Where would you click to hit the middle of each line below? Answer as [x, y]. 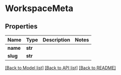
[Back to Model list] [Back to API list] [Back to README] [60, 68]
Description [56, 40]
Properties [21, 26]
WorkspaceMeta [39, 8]
